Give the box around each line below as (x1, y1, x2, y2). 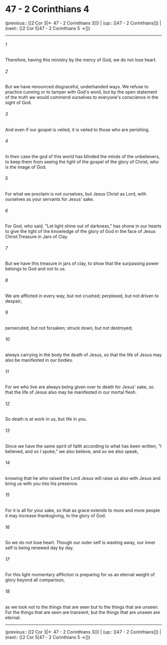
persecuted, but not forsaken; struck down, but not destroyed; (5, 325, 133, 331)
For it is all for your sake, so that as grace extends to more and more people (5, 507, 160, 513)
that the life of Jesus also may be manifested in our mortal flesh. (5, 389, 137, 395)
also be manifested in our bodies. (5, 357, 74, 363)
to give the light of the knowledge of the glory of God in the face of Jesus (5, 228, 156, 234)
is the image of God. (5, 164, 47, 170)
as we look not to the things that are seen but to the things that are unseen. (5, 604, 159, 610)
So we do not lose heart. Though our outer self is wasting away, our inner (5, 540, 156, 546)
